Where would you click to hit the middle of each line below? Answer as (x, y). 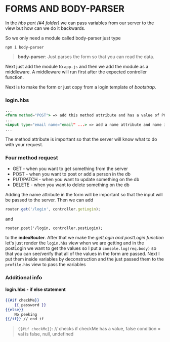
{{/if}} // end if (25, 319)
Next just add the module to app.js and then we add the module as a (77, 66)
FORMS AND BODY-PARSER (65, 9)
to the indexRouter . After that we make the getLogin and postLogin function (84, 237)
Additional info (24, 277)
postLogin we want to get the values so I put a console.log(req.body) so (81, 248)
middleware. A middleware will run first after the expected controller (76, 72)
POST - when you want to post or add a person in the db (71, 174)
